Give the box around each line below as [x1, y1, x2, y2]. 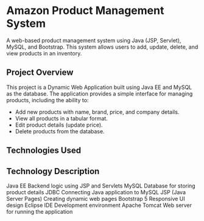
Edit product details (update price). [15, 121, 103, 128]
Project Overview [6, 68, 74, 78]
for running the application [6, 208, 73, 215]
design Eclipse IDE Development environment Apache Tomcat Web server [6, 202, 192, 209]
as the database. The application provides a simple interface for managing [6, 89, 193, 97]
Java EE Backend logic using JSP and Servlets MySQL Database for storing [6, 182, 196, 189]
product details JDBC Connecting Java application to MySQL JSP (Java [6, 188, 186, 195]
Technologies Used [6, 146, 81, 156]
